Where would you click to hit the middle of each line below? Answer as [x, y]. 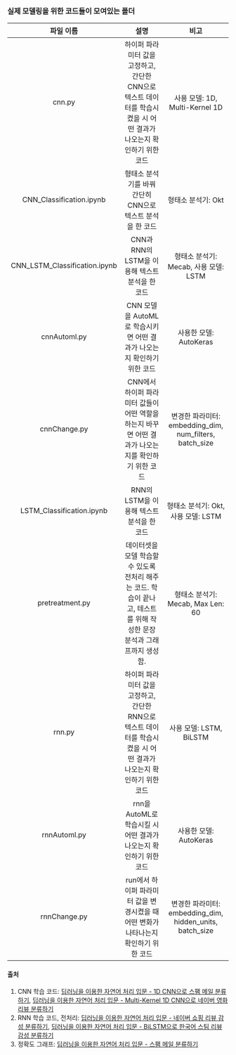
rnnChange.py [64, 917]
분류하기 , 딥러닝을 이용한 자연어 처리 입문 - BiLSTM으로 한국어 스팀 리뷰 [124, 1026]
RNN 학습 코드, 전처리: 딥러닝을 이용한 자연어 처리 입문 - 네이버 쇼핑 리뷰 [117, 1018]
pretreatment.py [64, 603]
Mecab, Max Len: [196, 604]
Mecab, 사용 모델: [196, 267]
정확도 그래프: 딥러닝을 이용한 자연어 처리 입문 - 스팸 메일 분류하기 [108, 1044]
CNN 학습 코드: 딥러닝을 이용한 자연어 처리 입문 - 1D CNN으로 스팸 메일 [116, 991]
